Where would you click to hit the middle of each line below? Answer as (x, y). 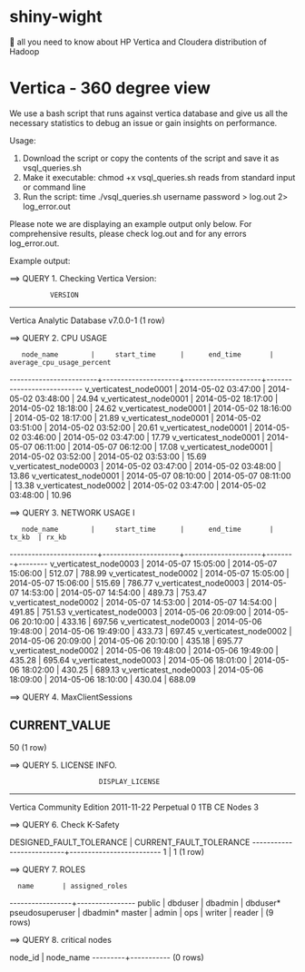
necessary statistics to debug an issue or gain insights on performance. (143, 123)
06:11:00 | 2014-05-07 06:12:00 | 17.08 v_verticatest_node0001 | (153, 447)
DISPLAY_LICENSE (129, 781)
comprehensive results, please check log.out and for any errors (128, 233)
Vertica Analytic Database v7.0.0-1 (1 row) (87, 320)
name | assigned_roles (73, 886)
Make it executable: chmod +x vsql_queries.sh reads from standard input (159, 177)
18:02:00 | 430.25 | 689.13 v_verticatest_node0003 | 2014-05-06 (143, 670)
